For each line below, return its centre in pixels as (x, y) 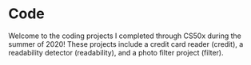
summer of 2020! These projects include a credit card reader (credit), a (126, 44)
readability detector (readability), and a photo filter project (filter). (116, 52)
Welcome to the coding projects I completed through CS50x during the (125, 36)
